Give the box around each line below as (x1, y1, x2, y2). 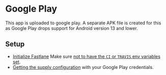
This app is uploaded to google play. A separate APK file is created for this (5, 20, 161, 26)
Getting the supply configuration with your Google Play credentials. (12, 64, 154, 70)
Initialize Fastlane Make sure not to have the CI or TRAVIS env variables (12, 53, 160, 59)
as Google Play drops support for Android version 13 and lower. (5, 25, 139, 31)
